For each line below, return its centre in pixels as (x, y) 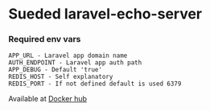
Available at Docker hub (47, 99)
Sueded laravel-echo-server (105, 14)
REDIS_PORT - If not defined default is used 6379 (95, 84)
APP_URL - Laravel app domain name (68, 56)
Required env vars (45, 39)
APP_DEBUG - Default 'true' (56, 70)
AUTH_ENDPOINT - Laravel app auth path (75, 63)
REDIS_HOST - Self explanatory (61, 77)
